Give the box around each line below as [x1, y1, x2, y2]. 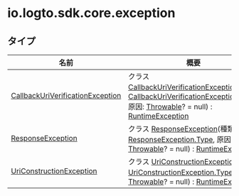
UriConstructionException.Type [127, 168, 233, 177]
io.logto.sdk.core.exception [7, 5, 176, 21]
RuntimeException [127, 111, 189, 121]
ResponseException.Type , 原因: [127, 135, 233, 144]
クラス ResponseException [127, 124, 218, 134]
